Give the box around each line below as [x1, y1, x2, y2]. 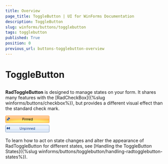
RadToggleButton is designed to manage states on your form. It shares [5, 89, 156, 95]
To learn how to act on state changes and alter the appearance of [5, 137, 144, 143]
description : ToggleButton [5, 19, 63, 24]
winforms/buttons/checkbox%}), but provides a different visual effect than [5, 100, 163, 106]
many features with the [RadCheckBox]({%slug [5, 95, 105, 101]
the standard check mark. [5, 106, 60, 112]
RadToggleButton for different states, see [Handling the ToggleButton [5, 143, 152, 149]
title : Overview [5, 8, 40, 13]
